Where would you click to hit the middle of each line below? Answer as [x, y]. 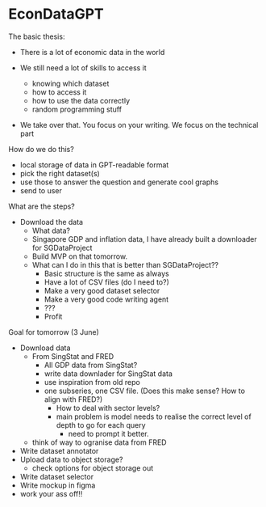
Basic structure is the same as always [106, 273]
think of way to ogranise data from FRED [99, 442]
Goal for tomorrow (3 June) [54, 332]
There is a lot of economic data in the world [92, 52]
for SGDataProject [62, 247]
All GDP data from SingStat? [91, 365]
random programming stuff [77, 109]
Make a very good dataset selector [102, 290]
